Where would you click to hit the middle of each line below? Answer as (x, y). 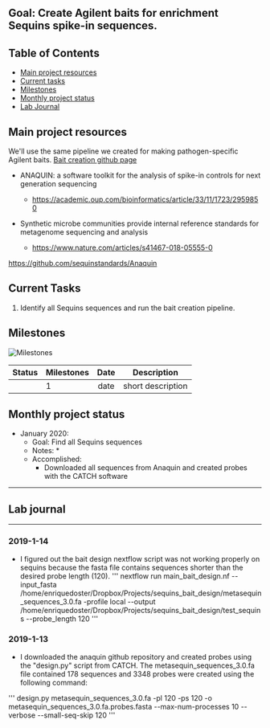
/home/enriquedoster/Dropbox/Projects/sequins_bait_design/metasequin (141, 593)
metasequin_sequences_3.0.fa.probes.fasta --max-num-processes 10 (124, 706)
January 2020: (45, 434)
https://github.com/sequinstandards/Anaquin (83, 264)
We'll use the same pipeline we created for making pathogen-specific (123, 151)
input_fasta (38, 584)
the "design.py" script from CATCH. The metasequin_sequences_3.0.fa (137, 665)
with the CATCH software (86, 476)
